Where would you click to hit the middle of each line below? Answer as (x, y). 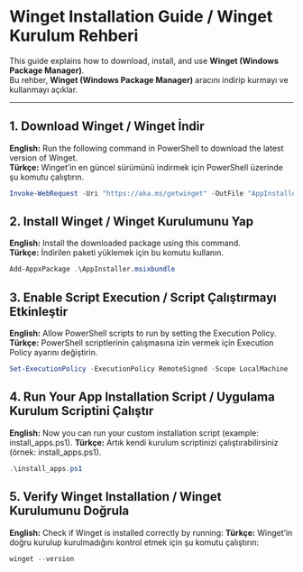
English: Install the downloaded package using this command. (125, 243)
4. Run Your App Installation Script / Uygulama (142, 397)
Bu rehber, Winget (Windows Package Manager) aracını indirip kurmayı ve (149, 79)
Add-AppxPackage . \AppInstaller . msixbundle (92, 269)
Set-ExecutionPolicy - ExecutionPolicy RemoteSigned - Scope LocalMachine (149, 369)
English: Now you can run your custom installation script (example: (134, 433)
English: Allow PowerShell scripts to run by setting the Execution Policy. (143, 333)
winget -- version (42, 558)
